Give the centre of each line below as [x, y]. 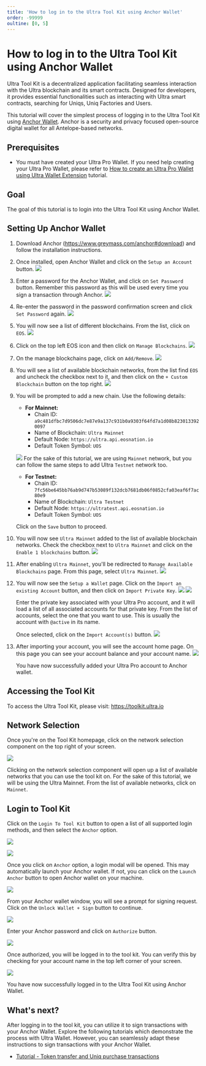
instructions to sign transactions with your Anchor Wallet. [79, 1045]
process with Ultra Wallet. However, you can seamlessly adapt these [93, 1038]
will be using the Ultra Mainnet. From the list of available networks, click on [101, 783]
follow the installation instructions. [59, 249]
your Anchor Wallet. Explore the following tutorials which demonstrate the [100, 1031]
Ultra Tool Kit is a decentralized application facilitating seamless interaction [102, 84]
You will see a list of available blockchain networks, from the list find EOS [107, 370]
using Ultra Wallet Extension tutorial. [62, 175]
